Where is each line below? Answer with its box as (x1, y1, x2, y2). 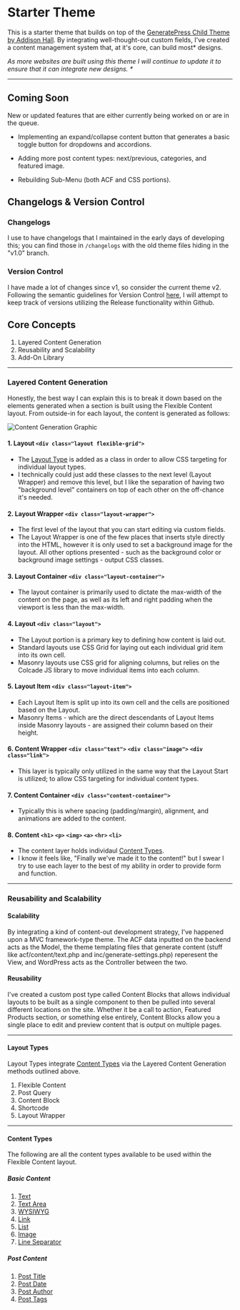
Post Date (17, 1280, 47, 1289)
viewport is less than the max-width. (17, 603, 125, 612)
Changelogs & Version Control (7, 196, 145, 208)
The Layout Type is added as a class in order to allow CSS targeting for (17, 455, 227, 464)
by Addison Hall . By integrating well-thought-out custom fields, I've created (7, 35, 230, 44)
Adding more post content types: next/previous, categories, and (17, 154, 207, 162)
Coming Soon (7, 92, 69, 104)
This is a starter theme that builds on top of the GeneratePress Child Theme (7, 28, 230, 36)
